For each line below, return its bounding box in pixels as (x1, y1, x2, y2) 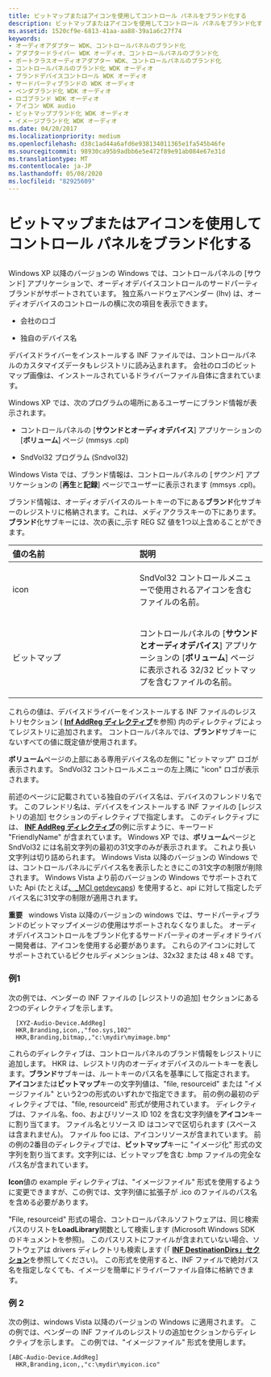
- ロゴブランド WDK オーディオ (8, 95, 100, 103)
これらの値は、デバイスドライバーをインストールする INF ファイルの (8, 707, 236, 717)
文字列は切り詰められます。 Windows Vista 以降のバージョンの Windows (8, 853, 250, 862)
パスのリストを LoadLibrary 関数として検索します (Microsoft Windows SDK (8, 1224, 256, 1234)
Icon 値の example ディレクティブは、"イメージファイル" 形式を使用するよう (8, 1176, 261, 1186)
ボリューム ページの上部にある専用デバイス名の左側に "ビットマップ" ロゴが (8, 754, 259, 765)
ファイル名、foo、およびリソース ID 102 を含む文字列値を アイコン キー (29, 1109, 262, 1119)
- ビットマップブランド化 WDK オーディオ (8, 110, 130, 118)
